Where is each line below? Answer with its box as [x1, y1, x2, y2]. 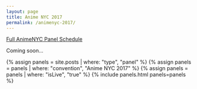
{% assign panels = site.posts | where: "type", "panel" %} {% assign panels [6, 58, 192, 65]
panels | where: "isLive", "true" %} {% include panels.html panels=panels [6, 71, 186, 78]
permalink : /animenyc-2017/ [6, 19, 76, 25]
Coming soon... [6, 47, 43, 54]
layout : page [6, 8, 39, 15]
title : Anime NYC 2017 [6, 14, 62, 20]
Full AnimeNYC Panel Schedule [6, 36, 83, 43]
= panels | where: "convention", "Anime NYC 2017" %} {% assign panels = [6, 65, 189, 72]
